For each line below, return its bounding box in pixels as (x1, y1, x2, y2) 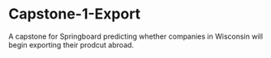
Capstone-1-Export (8, 5, 141, 23)
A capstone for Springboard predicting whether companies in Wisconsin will (8, 31, 264, 41)
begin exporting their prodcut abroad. (8, 39, 135, 49)
